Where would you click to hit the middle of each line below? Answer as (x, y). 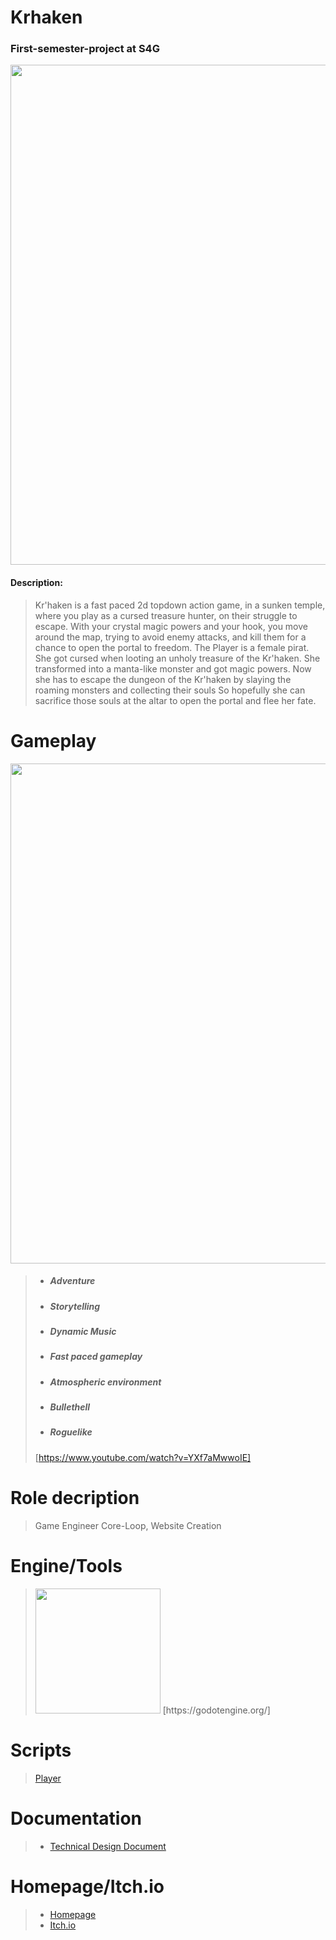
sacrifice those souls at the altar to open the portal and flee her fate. (175, 700)
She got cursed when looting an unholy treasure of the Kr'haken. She (177, 658)
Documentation (76, 1818)
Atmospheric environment (105, 1382)
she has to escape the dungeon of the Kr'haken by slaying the (163, 679)
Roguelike (71, 1432)
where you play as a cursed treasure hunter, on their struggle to (166, 615)
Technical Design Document (108, 1846)
